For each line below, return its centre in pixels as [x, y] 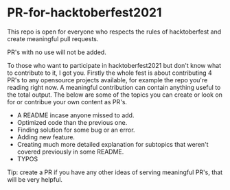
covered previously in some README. [70, 152]
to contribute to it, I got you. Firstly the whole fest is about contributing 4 [110, 73]
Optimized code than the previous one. [72, 122]
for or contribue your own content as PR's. [67, 102]
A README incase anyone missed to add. [76, 115]
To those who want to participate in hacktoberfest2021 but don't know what [114, 65]
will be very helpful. [35, 179]
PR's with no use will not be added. [57, 52]
